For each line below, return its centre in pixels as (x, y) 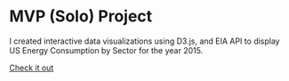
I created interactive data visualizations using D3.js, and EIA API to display (144, 41)
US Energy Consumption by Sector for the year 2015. (106, 50)
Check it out (32, 68)
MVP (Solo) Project (81, 16)
